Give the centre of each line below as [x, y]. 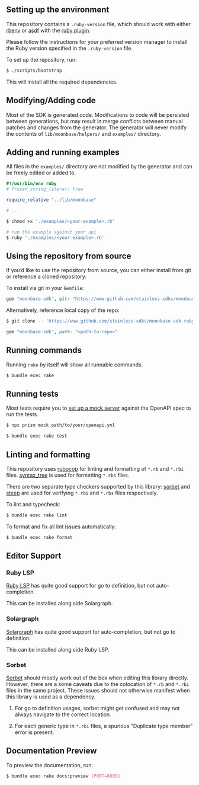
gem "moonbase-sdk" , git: [38, 299]
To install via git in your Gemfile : [45, 288]
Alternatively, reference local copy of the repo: [63, 310]
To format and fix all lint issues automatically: [61, 526]
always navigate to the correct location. [63, 714]
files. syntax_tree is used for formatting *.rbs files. [68, 475]
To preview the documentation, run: [50, 765]
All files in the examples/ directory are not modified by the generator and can [99, 167]
